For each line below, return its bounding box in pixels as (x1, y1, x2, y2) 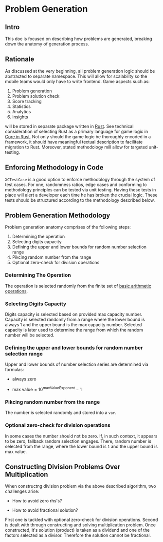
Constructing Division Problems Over (5, 462, 121, 471)
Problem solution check (12, 93, 60, 99)
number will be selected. (5, 332, 54, 338)
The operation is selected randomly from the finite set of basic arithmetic (5, 283, 152, 289)
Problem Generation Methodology (5, 211, 110, 220)
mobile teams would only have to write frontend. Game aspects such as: (5, 78, 150, 84)
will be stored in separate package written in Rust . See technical (5, 123, 134, 129)
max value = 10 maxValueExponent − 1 (12, 386, 82, 392)
